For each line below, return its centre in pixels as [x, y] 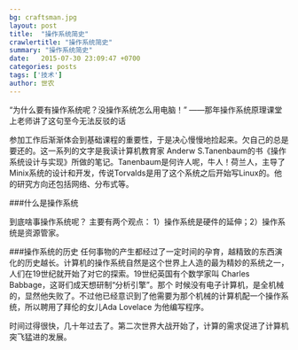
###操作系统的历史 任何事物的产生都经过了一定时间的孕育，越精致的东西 [142, 251]
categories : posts [43, 67]
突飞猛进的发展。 [40, 337]
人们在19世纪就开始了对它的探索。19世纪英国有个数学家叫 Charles [129, 273]
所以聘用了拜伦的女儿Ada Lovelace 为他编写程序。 [117, 307]
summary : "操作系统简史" [51, 51]
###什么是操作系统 [44, 202]
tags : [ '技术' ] [36, 75]
